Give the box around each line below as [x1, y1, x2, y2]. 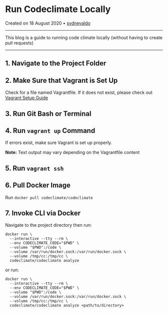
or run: [5, 267, 19, 273]
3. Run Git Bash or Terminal [5, 109, 91, 118]
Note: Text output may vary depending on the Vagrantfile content [5, 149, 140, 155]
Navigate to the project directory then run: [5, 222, 92, 228]
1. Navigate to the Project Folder [5, 59, 106, 68]
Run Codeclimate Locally [5, 4, 111, 15]
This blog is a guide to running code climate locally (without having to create [5, 34, 162, 41]
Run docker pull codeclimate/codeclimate [5, 194, 93, 200]
